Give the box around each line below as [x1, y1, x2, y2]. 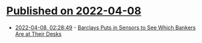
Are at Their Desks [15, 30, 62, 37]
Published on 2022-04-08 [6, 4, 142, 18]
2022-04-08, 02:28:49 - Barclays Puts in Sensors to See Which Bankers [15, 24, 196, 31]
